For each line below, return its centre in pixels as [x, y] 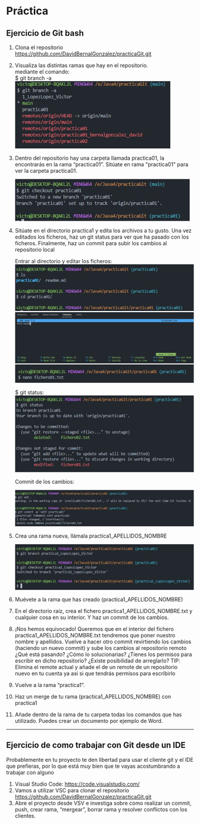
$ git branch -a [33, 78]
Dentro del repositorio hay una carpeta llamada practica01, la [90, 158]
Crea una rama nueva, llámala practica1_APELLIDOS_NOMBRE [91, 536]
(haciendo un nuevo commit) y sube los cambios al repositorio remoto [101, 648]
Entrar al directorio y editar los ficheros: [63, 261]
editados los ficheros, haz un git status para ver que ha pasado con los [102, 237]
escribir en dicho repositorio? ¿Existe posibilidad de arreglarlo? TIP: [97, 661]
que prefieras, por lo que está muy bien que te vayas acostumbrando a [93, 766]
